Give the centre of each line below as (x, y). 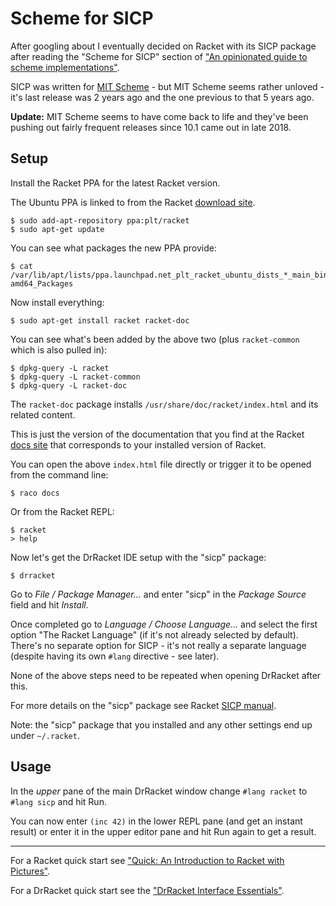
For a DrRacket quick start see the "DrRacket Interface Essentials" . (147, 890)
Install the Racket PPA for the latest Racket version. (115, 183)
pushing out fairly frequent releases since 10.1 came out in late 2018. (151, 127)
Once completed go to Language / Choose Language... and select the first (164, 624)
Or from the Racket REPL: (62, 511)
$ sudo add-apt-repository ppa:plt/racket (100, 220)
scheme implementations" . (65, 67)
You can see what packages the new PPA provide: (113, 248)
